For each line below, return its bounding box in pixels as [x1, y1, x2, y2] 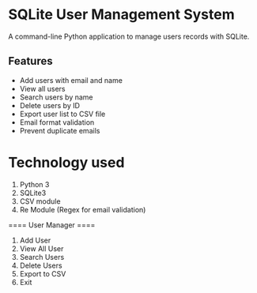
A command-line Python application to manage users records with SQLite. [8, 32, 250, 41]
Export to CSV [19, 269, 66, 278]
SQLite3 [19, 188, 47, 197]
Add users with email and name [19, 75, 123, 85]
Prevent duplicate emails [19, 126, 100, 135]
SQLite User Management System [8, 6, 235, 24]
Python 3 [19, 179, 50, 189]
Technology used [8, 153, 125, 171]
